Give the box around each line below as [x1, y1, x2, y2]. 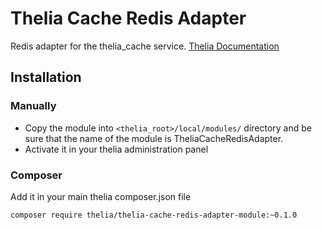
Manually [10, 99, 57, 113]
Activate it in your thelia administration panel [24, 143, 209, 155]
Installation [10, 69, 82, 86]
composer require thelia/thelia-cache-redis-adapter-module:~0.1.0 [10, 210, 298, 220]
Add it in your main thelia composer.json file [10, 190, 192, 202]
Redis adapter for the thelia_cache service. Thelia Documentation [10, 40, 280, 52]
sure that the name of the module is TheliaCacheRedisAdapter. [24, 132, 284, 144]
